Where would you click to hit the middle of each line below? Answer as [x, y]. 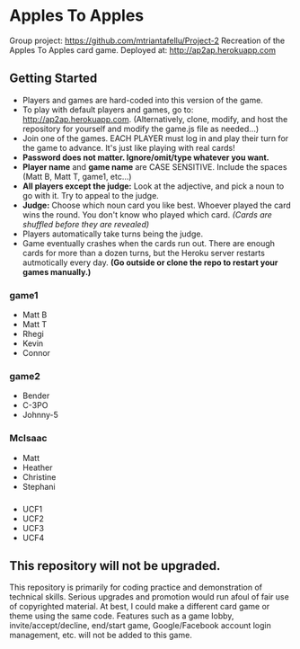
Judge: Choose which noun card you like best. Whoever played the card [157, 205]
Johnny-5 [40, 415]
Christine [39, 476]
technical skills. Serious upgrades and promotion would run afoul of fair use [149, 597]
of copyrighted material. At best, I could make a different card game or [140, 607]
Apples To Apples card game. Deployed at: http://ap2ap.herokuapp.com [143, 49]
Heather [37, 467]
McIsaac [28, 439]
